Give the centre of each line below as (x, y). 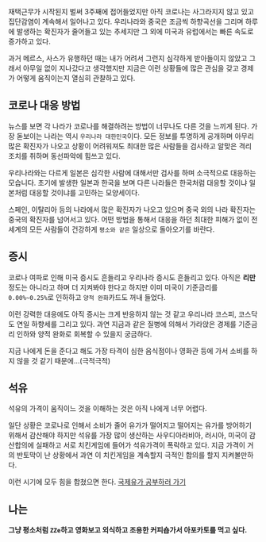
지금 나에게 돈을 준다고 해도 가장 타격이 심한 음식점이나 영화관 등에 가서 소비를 (129, 351)
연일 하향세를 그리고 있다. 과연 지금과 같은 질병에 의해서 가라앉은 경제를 (126, 324)
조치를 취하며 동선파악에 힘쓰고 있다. (64, 156)
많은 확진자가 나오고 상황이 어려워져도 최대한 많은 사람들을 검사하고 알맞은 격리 (130, 146)
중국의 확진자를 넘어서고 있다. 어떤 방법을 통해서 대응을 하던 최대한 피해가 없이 (129, 219)
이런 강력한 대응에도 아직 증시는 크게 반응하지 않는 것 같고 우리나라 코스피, (122, 314)
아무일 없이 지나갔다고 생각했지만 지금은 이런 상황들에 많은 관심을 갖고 (131, 68)
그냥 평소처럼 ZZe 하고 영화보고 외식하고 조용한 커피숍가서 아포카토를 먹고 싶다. (128, 530)
